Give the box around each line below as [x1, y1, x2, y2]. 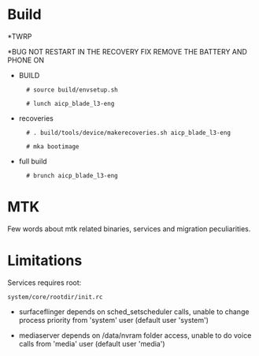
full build [18, 156, 48, 166]
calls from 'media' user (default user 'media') [18, 339, 166, 348]
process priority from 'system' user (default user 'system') [18, 315, 209, 324]
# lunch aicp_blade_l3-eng [26, 99, 115, 107]
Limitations [7, 252, 83, 270]
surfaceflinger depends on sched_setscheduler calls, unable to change [18, 306, 250, 317]
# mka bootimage [26, 142, 80, 151]
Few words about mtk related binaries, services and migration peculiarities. [7, 223, 251, 234]
